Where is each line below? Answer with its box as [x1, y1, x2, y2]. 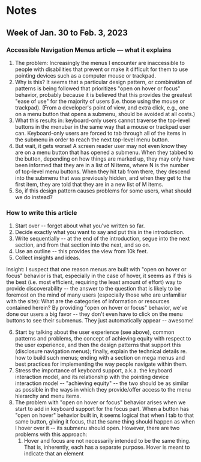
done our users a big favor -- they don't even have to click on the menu [6, 310, 183, 318]
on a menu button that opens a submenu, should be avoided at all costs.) [14, 110, 196, 117]
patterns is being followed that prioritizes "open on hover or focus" [14, 85, 181, 92]
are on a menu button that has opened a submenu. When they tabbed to [14, 149, 194, 156]
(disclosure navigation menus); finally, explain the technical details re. [14, 348, 187, 355]
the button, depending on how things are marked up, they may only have [14, 155, 195, 162]
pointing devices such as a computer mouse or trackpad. [14, 72, 157, 79]
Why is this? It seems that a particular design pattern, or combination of [14, 78, 192, 85]
